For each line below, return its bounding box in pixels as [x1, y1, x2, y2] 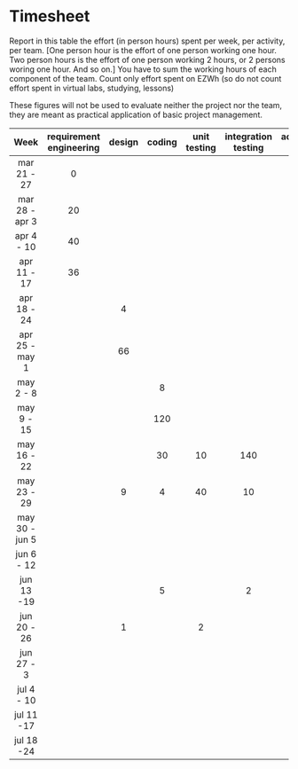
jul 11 [13, 708, 38, 720]
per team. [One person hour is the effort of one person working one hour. [9, 44, 278, 55]
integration [224, 130, 273, 143]
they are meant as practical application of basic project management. [9, 109, 263, 120]
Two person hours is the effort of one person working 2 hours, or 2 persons [9, 54, 286, 65]
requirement [47, 130, 100, 143]
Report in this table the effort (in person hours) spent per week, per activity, [9, 35, 286, 46]
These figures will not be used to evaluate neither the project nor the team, [9, 99, 282, 110]
